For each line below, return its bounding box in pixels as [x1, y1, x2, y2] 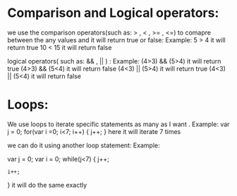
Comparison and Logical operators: [7, 5, 219, 21]
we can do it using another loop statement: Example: [7, 141, 160, 149]
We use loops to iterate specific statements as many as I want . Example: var [7, 120, 230, 128]
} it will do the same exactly [7, 180, 87, 189]
